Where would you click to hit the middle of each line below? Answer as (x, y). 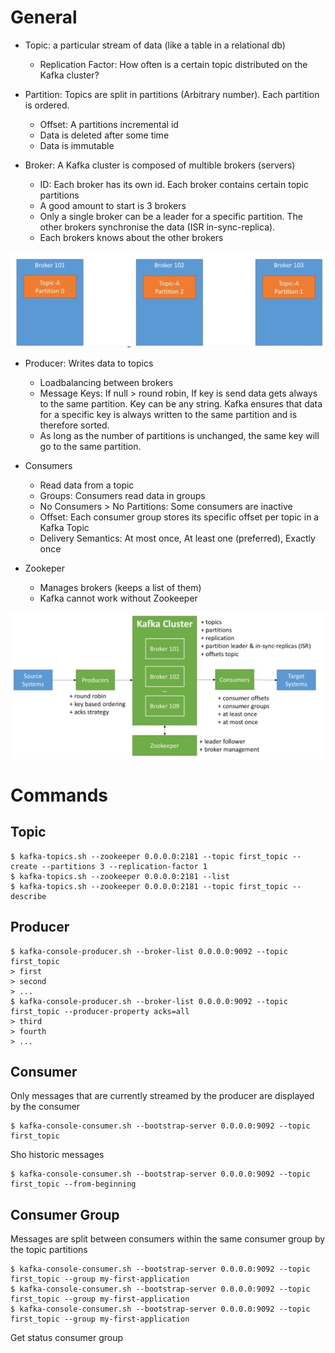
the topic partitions (49, 1250)
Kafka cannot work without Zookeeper (118, 598)
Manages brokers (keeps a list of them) (120, 588)
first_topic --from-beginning (73, 1184)
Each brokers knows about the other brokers (131, 237)
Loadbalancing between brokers (106, 383)
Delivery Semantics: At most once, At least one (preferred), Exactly (177, 538)
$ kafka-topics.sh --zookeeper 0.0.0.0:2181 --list (120, 876)
